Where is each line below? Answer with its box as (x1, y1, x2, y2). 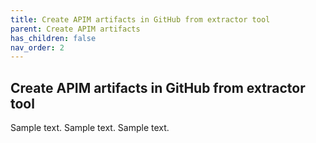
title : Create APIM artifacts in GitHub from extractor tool (10, 14, 271, 25)
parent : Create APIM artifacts (10, 24, 141, 34)
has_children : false (10, 33, 97, 43)
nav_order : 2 (10, 42, 65, 53)
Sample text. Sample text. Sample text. (10, 122, 170, 134)
